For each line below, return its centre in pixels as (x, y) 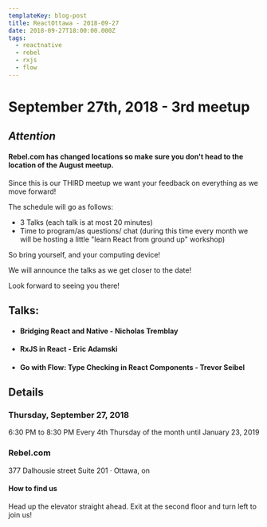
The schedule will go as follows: (61, 206)
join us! (20, 514)
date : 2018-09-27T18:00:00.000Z (62, 30)
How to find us (33, 489)
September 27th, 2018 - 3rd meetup (129, 106)
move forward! (32, 191)
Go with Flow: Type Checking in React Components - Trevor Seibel (132, 367)
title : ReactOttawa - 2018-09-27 (64, 23)
